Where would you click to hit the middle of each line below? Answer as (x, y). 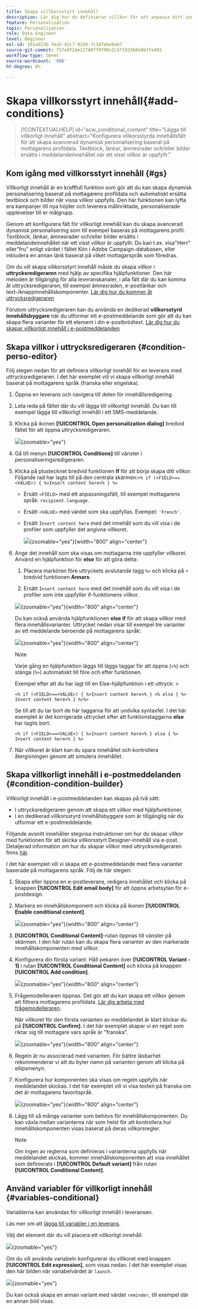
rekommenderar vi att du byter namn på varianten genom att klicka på (99, 1062)
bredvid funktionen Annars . (57, 577)
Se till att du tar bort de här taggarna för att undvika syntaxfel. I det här (100, 710)
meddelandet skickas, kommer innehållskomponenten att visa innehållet (102, 1157)
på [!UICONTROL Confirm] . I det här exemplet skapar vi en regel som (99, 1026)
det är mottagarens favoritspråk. (54, 1092)
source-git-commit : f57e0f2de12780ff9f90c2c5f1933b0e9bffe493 (84, 50)
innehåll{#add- (141, 101)
